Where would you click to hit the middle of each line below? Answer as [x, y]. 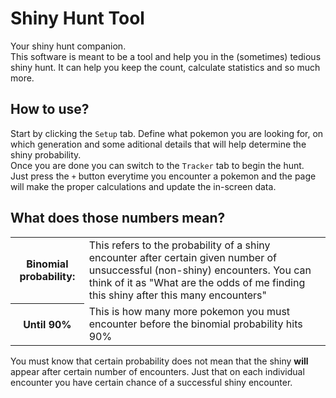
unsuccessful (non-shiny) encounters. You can [200, 270]
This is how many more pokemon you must [189, 311]
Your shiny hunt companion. [68, 46]
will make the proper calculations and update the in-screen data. [143, 186]
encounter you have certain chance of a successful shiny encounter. [151, 382]
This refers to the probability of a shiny [179, 245]
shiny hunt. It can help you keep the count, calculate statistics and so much [165, 67]
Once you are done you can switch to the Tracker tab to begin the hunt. [157, 165]
